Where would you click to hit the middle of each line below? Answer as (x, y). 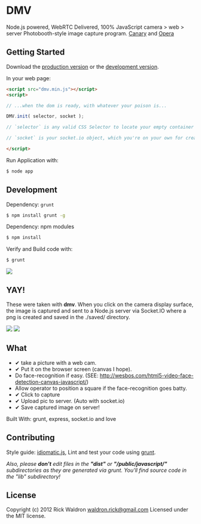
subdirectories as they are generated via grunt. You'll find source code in (97, 470)
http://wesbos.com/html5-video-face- (147, 375)
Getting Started (36, 52)
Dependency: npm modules (40, 227)
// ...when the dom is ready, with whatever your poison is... (87, 105)
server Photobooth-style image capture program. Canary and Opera (90, 33)
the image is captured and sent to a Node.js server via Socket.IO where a (96, 311)
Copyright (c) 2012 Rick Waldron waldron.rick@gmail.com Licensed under (97, 510)
